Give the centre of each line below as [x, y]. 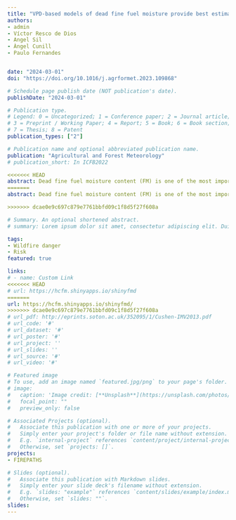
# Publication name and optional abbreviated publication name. [103, 149]
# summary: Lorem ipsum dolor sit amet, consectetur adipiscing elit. [113, 226]
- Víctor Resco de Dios [42, 33]
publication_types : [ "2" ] [45, 136]
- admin [19, 27]
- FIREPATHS [25, 460]
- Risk [17, 252]
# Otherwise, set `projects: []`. [61, 447]
